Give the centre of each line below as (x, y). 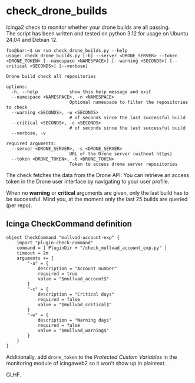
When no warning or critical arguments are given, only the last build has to (97, 192)
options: (17, 87)
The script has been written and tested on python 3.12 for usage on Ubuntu (97, 33)
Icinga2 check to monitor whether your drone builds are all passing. (88, 27)
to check (17, 107)
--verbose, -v (29, 133)
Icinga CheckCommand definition (69, 224)
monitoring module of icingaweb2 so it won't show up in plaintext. (86, 363)
